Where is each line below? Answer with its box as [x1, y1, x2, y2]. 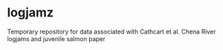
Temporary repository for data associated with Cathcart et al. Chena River [7, 27, 216, 36]
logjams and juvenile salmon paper [7, 34, 106, 42]
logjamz [7, 5, 54, 21]
